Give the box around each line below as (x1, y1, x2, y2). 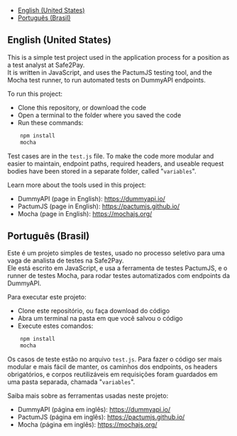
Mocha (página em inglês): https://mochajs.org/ (17, 420, 158, 429)
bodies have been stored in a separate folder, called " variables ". (7, 166, 197, 175)
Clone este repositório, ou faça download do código (17, 307, 170, 315)
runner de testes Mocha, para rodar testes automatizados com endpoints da (7, 272, 231, 280)
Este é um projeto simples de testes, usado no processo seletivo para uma (7, 249, 225, 257)
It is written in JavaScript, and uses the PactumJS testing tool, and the (7, 68, 213, 77)
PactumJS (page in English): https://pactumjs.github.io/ (17, 202, 180, 211)
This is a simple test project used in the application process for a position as (7, 53, 230, 61)
